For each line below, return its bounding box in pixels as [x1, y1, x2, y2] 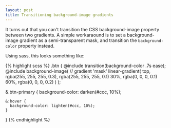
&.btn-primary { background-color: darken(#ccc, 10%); [5, 89, 122, 95]
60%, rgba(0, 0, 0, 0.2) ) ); [5, 79, 61, 85]
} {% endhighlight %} [5, 116, 50, 123]
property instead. [17, 42, 55, 49]
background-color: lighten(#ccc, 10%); [10, 103, 96, 108]
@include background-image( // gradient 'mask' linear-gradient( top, [5, 68, 151, 74]
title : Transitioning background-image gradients [5, 12, 114, 17]
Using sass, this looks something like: [5, 52, 85, 59]
